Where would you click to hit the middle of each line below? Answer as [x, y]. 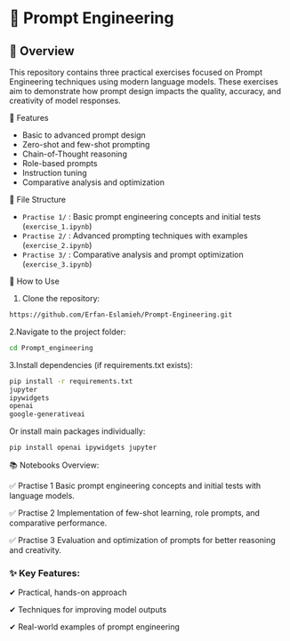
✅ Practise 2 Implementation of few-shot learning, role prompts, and [135, 513]
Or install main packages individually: [77, 431]
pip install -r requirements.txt [71, 381]
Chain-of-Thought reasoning [74, 154]
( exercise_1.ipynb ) [57, 226]
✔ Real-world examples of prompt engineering [95, 627]
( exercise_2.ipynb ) [57, 245]
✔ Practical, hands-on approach [68, 593]
